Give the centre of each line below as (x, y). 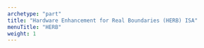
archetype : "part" (34, 14)
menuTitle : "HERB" (34, 27)
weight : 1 (22, 34)
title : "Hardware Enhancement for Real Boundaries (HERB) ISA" (103, 20)
